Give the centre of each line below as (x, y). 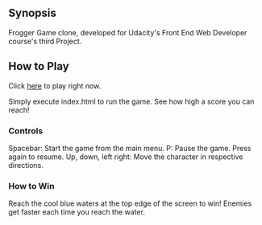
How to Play (39, 66)
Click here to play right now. (55, 86)
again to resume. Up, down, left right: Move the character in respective (126, 157)
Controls (26, 130)
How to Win (31, 186)
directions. (26, 165)
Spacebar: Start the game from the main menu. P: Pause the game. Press (130, 148)
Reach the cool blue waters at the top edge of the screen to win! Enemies (130, 203)
